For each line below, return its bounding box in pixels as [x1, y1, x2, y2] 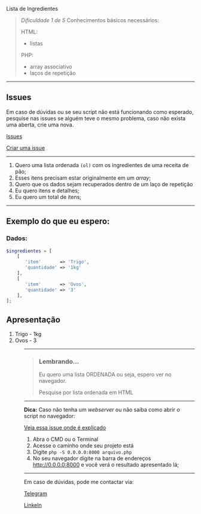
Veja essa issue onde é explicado [23, 424, 106, 431]
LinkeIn [23, 501, 42, 509]
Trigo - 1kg [14, 331, 42, 338]
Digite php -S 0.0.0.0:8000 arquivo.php [32, 449, 132, 456]
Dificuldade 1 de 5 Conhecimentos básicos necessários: [20, 17, 160, 23]
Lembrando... [38, 357, 80, 365]
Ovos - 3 [14, 337, 37, 344]
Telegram [23, 490, 48, 497]
